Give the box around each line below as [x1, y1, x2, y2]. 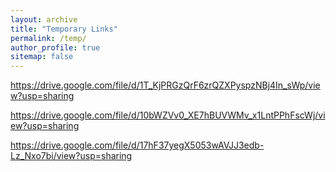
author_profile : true [10, 42, 101, 53]
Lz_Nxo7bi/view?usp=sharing [10, 150, 133, 162]
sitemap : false [10, 52, 74, 62]
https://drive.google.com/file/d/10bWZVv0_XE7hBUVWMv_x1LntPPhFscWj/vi [10, 109, 326, 121]
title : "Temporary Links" [10, 24, 118, 34]
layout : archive [10, 14, 78, 25]
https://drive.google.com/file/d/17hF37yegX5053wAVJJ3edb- [10, 139, 265, 151]
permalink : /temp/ [10, 33, 87, 43]
